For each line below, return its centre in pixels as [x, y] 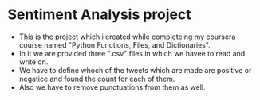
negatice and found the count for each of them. [97, 79]
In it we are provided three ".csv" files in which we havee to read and [132, 53]
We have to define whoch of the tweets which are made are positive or [135, 70]
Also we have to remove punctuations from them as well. [112, 87]
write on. [33, 62]
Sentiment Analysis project [100, 15]
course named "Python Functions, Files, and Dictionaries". [114, 44]
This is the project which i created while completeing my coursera [127, 37]
